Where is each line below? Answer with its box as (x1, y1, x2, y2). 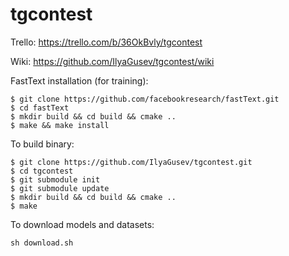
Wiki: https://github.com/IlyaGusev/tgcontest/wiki (10, 55, 215, 67)
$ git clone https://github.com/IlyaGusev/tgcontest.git (10, 157, 253, 167)
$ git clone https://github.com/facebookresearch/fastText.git (10, 94, 280, 104)
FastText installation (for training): (10, 74, 149, 87)
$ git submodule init (10, 174, 101, 185)
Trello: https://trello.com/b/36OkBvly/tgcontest (10, 36, 203, 48)
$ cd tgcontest (10, 166, 74, 176)
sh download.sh (10, 238, 74, 248)
